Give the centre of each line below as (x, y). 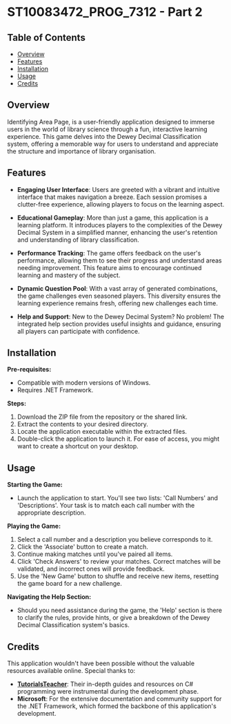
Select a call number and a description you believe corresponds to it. (115, 540)
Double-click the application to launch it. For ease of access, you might (118, 439)
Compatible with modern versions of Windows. (84, 383)
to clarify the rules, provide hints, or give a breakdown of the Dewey (113, 618)
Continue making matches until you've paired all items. (95, 554)
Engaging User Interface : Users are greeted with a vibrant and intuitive (118, 189)
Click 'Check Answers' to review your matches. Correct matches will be (119, 562)
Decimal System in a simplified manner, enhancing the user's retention (117, 232)
